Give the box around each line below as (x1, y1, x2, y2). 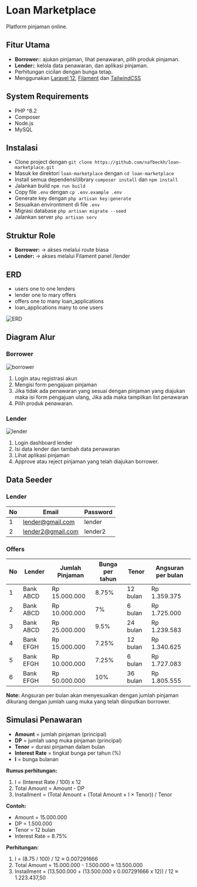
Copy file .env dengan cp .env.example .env (14, 189, 123, 196)
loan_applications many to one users (14, 304, 104, 311)
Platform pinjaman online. (6, 23, 68, 30)
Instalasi (6, 142, 38, 153)
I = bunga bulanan (14, 755, 59, 762)
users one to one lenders (14, 285, 75, 292)
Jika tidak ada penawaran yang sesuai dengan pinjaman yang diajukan (14, 387, 186, 394)
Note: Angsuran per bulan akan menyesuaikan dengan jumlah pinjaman (6, 692, 179, 699)
